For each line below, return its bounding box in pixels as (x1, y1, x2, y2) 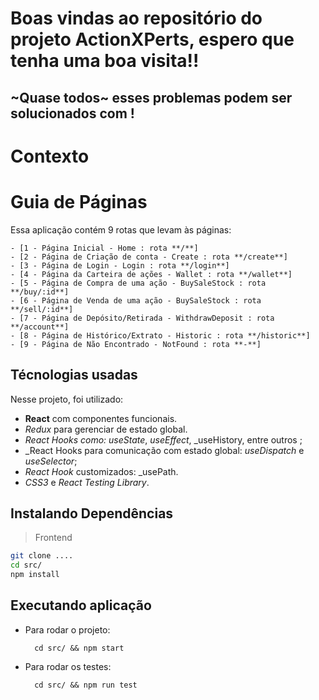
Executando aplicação (10, 597, 152, 614)
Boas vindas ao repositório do (10, 7, 263, 30)
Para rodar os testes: (24, 660, 112, 672)
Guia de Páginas (10, 190, 148, 213)
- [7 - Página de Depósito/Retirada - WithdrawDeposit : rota (10, 313, 275, 323)
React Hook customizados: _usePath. (24, 465, 179, 477)
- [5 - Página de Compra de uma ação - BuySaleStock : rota (10, 278, 267, 288)
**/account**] (10, 322, 70, 332)
